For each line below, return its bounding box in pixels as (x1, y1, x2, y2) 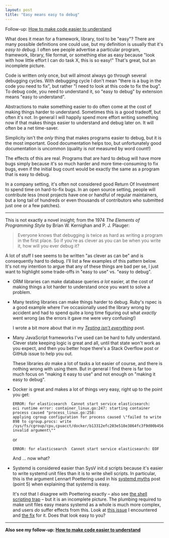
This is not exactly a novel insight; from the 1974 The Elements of (5, 217, 140, 223)
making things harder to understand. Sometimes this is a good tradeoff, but (5, 109, 161, 115)
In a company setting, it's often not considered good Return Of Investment (5, 181, 159, 187)
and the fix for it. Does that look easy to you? (12, 512, 106, 518)
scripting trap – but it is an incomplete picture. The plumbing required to (12, 496, 162, 502)
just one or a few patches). (5, 202, 61, 208)
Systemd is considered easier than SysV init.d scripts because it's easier (12, 465, 163, 471)
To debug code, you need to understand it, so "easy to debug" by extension (5, 88, 162, 94)
